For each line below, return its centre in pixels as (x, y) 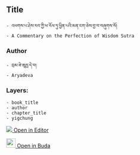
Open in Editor (31, 130)
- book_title (22, 103)
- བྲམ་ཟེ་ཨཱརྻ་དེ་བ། (21, 66)
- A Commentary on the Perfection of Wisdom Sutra (70, 36)
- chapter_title (26, 113)
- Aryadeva (20, 76)
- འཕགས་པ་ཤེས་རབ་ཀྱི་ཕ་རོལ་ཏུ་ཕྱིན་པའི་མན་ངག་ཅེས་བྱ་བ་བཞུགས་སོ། (62, 26)
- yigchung (20, 119)
